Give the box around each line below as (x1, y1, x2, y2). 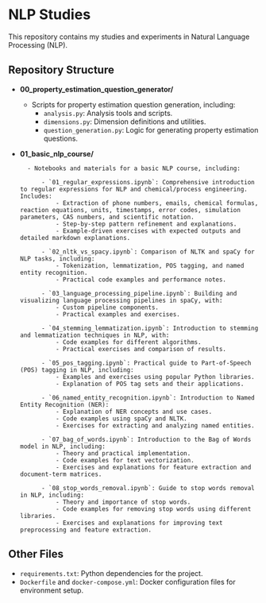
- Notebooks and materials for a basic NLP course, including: (27, 164, 241, 172)
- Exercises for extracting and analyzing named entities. (55, 421, 256, 430)
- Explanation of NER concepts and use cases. (55, 408, 213, 416)
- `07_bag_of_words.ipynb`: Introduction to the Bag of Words (40, 435, 252, 443)
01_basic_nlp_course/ (19, 149, 94, 158)
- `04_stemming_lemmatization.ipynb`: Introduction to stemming (40, 324, 259, 332)
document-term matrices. (19, 470, 102, 478)
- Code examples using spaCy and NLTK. (55, 415, 188, 423)
